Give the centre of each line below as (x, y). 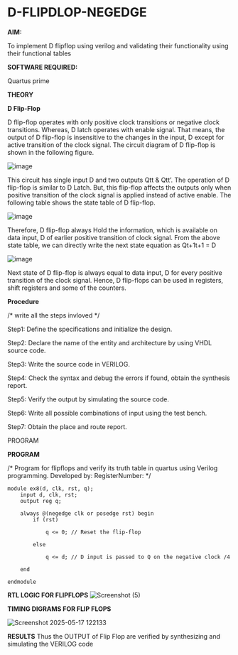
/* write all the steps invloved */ (54, 315)
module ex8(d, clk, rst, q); (50, 488)
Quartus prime (28, 81)
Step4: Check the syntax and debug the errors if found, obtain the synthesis (119, 378)
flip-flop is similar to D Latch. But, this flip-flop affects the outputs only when (119, 187)
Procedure (23, 301)
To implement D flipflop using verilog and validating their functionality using (118, 45)
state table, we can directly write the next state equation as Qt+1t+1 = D (112, 245)
